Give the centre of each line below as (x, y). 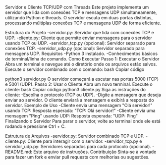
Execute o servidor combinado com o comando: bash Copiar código (75, 69)
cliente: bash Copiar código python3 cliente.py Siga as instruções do (76, 89)
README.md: (19, 152)
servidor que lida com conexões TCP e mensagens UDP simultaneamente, (81, 12)
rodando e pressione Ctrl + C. (35, 126)
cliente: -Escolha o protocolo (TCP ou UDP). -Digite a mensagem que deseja (83, 95)
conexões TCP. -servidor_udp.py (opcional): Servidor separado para (75, 48)
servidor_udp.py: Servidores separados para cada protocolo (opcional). (78, 146)
